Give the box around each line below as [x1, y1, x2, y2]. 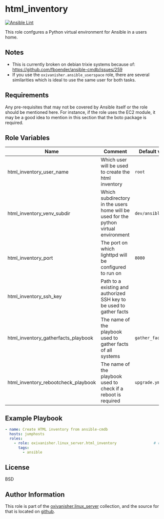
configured [101, 264, 126, 270]
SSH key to [101, 296, 126, 303]
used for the [101, 213, 129, 220]
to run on [101, 270, 122, 277]
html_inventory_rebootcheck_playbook [7, 379, 96, 386]
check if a [101, 385, 123, 392]
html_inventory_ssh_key [7, 293, 62, 300]
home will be [101, 207, 130, 214]
